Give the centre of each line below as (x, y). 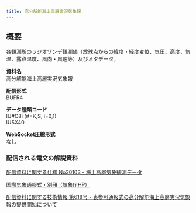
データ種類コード (27, 110)
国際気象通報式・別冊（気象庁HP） (48, 184)
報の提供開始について (32, 204)
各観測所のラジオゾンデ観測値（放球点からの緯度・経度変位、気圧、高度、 (96, 52)
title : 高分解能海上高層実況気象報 (44, 11)
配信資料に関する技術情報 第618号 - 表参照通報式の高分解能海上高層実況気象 (98, 197)
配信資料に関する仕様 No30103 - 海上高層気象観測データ (74, 172)
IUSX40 (15, 123)
